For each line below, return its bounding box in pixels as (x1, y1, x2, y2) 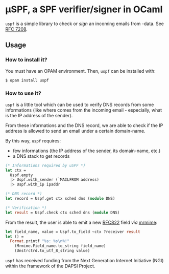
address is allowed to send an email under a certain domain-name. (5, 128, 146, 134)
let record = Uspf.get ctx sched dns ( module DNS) (5, 196, 115, 201)
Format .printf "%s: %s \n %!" (10, 239, 70, 244)
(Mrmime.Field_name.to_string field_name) (14, 243, 106, 249)
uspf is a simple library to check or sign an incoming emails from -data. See (5, 20, 164, 27)
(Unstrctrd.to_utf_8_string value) (14, 248, 90, 254)
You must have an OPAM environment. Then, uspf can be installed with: (5, 68, 156, 74)
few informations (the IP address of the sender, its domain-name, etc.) (12, 147, 161, 154)
